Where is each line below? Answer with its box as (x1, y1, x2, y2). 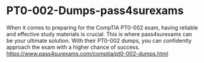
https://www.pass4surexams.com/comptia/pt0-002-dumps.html (6, 50, 169, 57)
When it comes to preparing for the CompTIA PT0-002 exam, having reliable (6, 24, 199, 31)
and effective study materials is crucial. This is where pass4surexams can (6, 30, 192, 37)
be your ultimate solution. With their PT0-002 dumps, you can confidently (6, 37, 192, 44)
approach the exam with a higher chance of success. (6, 43, 140, 51)
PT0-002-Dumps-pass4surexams (6, 4, 184, 18)
